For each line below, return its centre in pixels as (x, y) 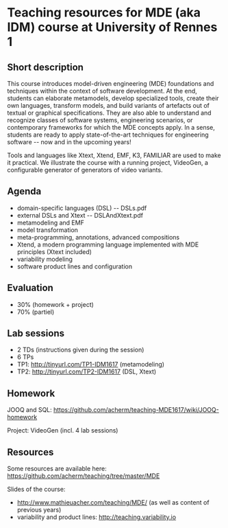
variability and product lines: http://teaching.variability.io (97, 517)
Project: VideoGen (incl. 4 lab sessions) (63, 431)
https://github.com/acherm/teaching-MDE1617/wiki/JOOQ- (136, 410)
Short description (46, 67)
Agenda (24, 191)
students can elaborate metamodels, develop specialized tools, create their (113, 98)
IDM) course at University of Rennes (112, 27)
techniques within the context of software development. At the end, (102, 91)
